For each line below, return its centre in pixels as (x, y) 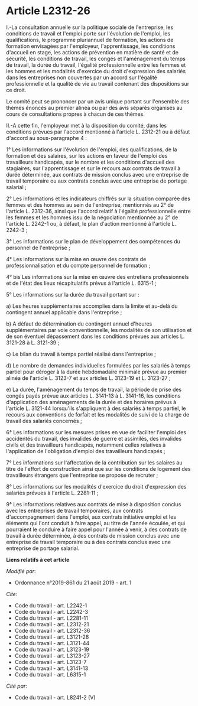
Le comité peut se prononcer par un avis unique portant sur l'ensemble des (98, 101)
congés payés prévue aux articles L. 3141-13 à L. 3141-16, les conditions (93, 396)
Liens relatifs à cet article (38, 559)
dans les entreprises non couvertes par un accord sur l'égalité (82, 77)
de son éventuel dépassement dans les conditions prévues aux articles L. (95, 336)
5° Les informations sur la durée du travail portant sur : (73, 294)
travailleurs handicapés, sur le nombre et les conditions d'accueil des (90, 162)
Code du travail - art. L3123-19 (52, 649)
